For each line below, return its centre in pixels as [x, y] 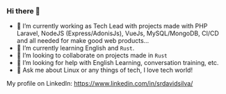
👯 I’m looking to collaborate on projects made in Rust [92, 55]
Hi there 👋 [24, 11]
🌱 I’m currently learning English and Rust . [75, 48]
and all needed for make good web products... [83, 41]
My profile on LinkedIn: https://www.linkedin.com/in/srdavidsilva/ [100, 84]
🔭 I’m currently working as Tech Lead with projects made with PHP [112, 26]
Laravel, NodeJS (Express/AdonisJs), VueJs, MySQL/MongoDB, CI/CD [118, 33]
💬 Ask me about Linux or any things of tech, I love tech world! [104, 70]
